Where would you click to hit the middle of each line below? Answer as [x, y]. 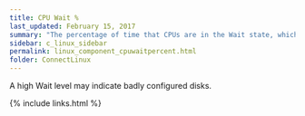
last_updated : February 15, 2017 [73, 26]
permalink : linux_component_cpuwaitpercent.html [103, 52]
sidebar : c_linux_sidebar [58, 43]
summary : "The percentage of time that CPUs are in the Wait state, [142, 34]
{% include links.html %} [55, 103]
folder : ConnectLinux [50, 60]
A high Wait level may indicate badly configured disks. [110, 86]
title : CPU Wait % [44, 18]
